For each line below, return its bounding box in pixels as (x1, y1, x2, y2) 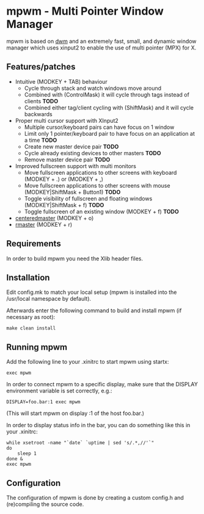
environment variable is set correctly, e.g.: (6, 387, 112, 395)
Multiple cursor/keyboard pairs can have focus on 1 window (24, 123, 175, 131)
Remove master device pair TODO (24, 156, 111, 163)
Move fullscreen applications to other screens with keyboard (24, 169, 177, 176)
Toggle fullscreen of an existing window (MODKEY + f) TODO (24, 208, 179, 215)
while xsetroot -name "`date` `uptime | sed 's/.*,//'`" (6, 440, 155, 446)
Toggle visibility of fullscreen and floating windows (24, 194, 153, 202)
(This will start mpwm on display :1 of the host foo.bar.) (6, 409, 145, 417)
